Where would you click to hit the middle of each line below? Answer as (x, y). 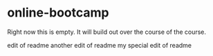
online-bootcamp (58, 13)
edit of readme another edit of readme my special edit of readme (100, 45)
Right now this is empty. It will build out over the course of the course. (106, 32)
